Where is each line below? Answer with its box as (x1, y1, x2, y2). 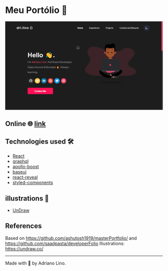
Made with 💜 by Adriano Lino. (5, 260, 66, 266)
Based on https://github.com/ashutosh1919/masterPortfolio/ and (5, 235, 137, 241)
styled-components (12, 179, 53, 185)
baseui (12, 169, 26, 175)
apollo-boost (12, 163, 39, 169)
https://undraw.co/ (5, 245, 43, 251)
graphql (12, 158, 29, 164)
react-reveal (12, 174, 38, 180)
